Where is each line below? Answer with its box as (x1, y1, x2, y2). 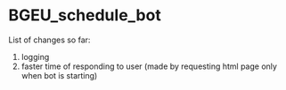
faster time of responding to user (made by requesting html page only (20, 61, 278, 71)
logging (20, 51, 50, 62)
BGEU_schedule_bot (8, 5, 161, 26)
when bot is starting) (20, 70, 98, 80)
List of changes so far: (8, 34, 91, 45)
